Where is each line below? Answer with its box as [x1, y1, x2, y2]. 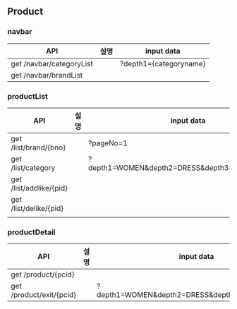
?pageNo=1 [87, 138, 128, 147]
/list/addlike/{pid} [11, 183, 68, 193]
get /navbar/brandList [11, 70, 83, 80]
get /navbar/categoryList [11, 59, 93, 68]
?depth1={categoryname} [119, 59, 206, 68]
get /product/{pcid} [11, 269, 75, 279]
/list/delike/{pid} [11, 203, 64, 213]
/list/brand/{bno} [11, 143, 66, 152]
